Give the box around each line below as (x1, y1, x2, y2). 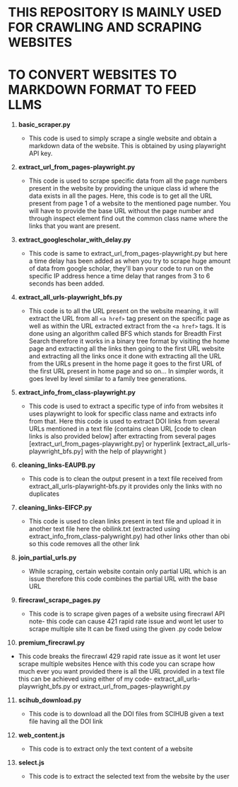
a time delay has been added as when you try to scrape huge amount (28, 256, 231, 266)
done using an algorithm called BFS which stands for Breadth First (28, 329, 222, 338)
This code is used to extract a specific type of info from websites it (28, 402, 224, 411)
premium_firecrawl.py (18, 638, 85, 647)
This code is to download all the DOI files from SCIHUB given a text (28, 710, 225, 718)
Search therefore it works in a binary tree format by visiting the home (28, 337, 230, 346)
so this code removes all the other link (28, 540, 140, 548)
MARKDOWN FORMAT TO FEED (8, 82, 197, 98)
